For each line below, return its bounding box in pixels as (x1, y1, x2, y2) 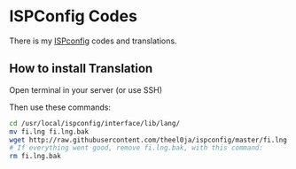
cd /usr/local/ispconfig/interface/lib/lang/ (9, 119, 180, 127)
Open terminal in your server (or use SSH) (9, 84, 162, 95)
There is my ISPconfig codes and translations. (9, 35, 177, 46)
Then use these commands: (9, 102, 112, 112)
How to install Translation (9, 61, 153, 76)
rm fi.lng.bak (9, 152, 62, 161)
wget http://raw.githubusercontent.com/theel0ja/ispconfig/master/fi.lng (9, 135, 288, 144)
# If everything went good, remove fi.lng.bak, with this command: (9, 143, 264, 152)
